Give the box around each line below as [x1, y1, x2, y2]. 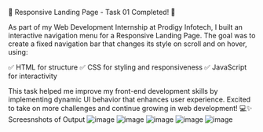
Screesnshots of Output [8, 115, 86, 124]
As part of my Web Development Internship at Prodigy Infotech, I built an [8, 23, 243, 31]
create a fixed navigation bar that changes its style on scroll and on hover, [8, 39, 247, 48]
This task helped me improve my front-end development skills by [8, 87, 218, 95]
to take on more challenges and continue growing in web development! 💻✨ [8, 104, 253, 112]
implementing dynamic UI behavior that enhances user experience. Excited [8, 95, 251, 104]
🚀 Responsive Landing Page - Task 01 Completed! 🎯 [8, 8, 176, 16]
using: [8, 48, 28, 56]
